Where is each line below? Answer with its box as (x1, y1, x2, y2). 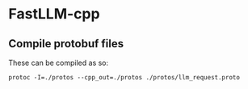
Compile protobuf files (8, 37, 124, 51)
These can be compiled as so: (8, 58, 109, 67)
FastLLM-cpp (8, 5, 100, 23)
